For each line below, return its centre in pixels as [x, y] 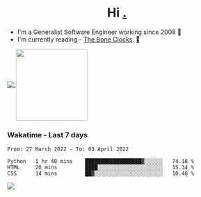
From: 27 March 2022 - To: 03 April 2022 [68, 149]
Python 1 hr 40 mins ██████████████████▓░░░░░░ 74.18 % [101, 162]
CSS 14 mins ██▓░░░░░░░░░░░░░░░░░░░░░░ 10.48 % [101, 174]
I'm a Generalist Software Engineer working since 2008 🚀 [99, 32]
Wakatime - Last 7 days [48, 135]
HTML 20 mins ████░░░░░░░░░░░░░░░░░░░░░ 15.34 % [101, 168]
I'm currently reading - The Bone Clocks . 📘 [79, 39]
